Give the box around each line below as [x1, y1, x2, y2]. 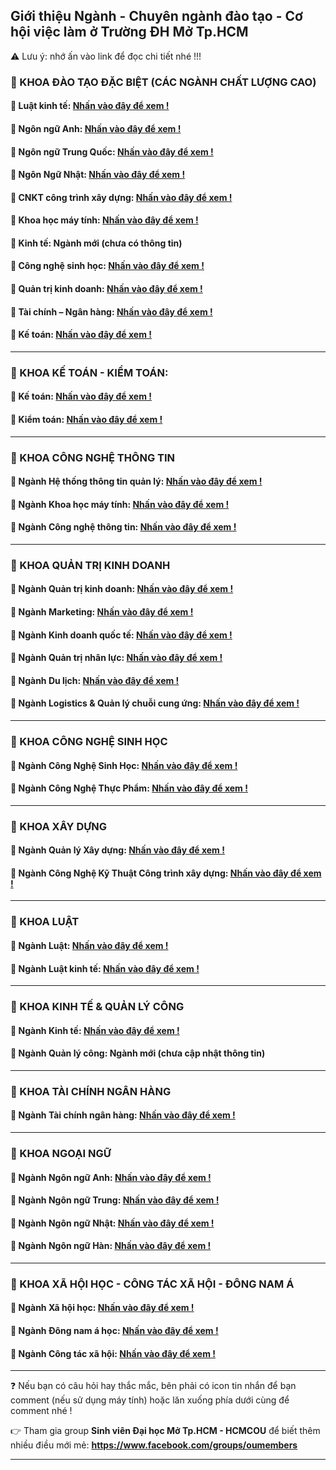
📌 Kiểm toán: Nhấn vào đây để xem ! [10, 413, 163, 425]
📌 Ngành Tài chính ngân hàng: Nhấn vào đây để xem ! [10, 1109, 236, 1121]
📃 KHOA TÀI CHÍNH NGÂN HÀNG [10, 1084, 172, 1098]
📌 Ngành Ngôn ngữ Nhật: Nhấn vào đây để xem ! [10, 1217, 215, 1229]
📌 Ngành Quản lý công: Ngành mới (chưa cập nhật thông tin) [10, 1047, 266, 1059]
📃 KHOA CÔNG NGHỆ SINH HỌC [10, 734, 168, 748]
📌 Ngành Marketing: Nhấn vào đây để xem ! [10, 606, 194, 618]
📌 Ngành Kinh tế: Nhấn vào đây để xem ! [10, 1024, 180, 1036]
